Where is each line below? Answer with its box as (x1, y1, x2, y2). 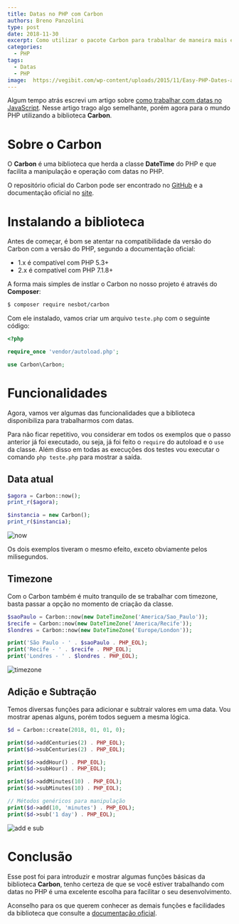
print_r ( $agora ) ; (7, 499, 59, 506)
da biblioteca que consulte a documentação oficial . (7, 908, 158, 917)
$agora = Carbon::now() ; (7, 492, 81, 499)
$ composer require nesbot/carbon (7, 301, 110, 308)
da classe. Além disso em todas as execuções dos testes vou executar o (7, 445, 220, 453)
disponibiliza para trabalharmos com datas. (7, 416, 134, 424)
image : (7, 76, 27, 84)
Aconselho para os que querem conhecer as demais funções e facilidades (7, 901, 225, 910)
